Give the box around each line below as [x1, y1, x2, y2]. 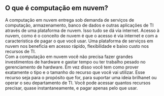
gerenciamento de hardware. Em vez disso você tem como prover [5, 64, 139, 70]
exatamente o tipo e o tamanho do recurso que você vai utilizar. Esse [5, 69, 145, 75]
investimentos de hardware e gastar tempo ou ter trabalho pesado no [5, 59, 146, 64]
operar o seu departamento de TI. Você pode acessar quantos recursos [5, 80, 151, 86]
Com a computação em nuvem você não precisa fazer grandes [5, 54, 133, 60]
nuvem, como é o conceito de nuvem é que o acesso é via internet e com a [5, 32, 158, 38]
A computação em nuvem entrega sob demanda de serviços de [5, 17, 134, 23]
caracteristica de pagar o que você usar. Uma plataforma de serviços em [5, 38, 154, 44]
